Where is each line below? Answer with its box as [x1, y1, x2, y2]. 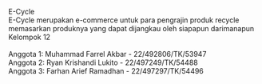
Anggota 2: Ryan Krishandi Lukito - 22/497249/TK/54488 [8, 58, 198, 67]
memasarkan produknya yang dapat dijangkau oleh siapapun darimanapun [8, 24, 255, 33]
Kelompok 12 [8, 32, 50, 42]
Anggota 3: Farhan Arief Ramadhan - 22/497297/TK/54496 [8, 66, 204, 75]
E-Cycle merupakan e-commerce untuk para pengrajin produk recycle [8, 15, 240, 25]
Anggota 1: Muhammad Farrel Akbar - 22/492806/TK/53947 [8, 50, 207, 58]
